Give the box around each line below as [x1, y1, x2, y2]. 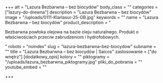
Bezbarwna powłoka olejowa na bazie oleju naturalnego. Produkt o [5, 29, 139, 34]
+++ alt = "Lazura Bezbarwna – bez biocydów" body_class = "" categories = [5, 4, 158, 10]
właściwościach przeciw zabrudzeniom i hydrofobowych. [5, 34, 120, 40]
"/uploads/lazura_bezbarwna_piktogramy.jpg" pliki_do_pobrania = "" [5, 59, 143, 65]
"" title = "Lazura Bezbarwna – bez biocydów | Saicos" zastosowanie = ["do [5, 49, 157, 54]
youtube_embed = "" [5, 64, 47, 70]
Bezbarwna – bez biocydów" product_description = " [5, 19, 111, 25]
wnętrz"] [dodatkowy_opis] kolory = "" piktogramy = [5, 54, 110, 60]
